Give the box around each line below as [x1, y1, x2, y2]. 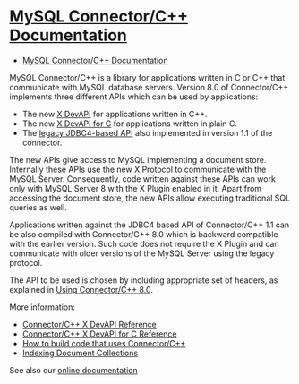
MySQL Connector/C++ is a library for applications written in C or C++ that [9, 72, 286, 82]
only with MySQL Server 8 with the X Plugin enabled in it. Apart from [9, 183, 262, 193]
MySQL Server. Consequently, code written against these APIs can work [9, 173, 276, 184]
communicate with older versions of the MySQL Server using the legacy [9, 248, 275, 259]
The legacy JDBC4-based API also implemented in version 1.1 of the [21, 127, 273, 138]
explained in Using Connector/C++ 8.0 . [9, 284, 154, 294]
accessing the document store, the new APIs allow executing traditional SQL [9, 192, 291, 203]
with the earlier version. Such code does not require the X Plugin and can [9, 238, 279, 249]
